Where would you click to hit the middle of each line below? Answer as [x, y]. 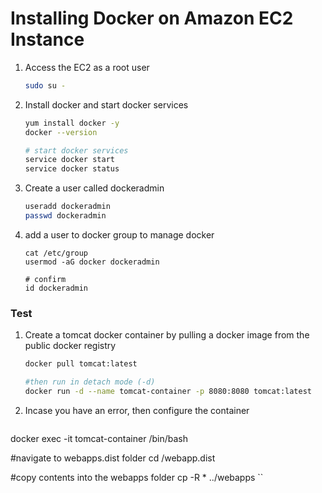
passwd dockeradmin [65, 216]
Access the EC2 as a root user [87, 67]
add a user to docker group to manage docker [119, 234]
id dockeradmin [56, 288]
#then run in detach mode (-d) [90, 382]
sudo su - [45, 85]
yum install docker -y [72, 123]
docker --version [61, 132]
